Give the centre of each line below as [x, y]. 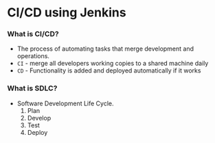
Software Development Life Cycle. [66, 103]
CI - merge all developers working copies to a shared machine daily [113, 64]
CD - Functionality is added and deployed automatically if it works [109, 70]
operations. [33, 56]
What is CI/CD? [33, 34]
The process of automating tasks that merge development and [105, 49]
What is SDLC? [32, 88]
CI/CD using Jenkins [67, 13]
